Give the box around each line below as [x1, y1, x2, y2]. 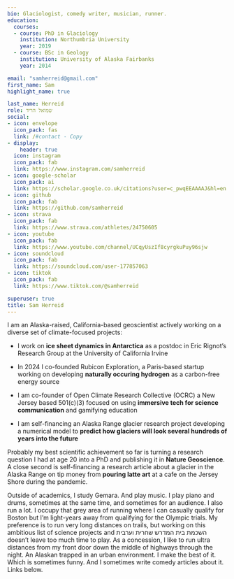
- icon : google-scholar [7, 172, 77, 179]
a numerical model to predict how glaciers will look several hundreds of [17, 427, 228, 436]
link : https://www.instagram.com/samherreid [13, 166, 145, 173]
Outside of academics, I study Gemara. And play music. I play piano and [7, 491, 214, 500]
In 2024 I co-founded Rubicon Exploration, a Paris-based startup [17, 363, 205, 371]
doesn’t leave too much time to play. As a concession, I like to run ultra [7, 536, 211, 544]
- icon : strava [7, 211, 52, 218]
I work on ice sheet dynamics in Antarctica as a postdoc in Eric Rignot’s [17, 342, 227, 350]
